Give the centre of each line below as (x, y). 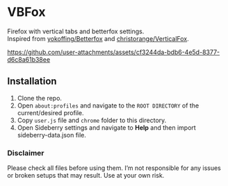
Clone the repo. (40, 98)
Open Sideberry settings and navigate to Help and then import (106, 127)
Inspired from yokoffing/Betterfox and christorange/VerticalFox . (98, 38)
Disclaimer (26, 153)
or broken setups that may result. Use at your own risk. (86, 176)
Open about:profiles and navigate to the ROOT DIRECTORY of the (108, 105)
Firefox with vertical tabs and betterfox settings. (76, 31)
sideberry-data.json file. (52, 135)
